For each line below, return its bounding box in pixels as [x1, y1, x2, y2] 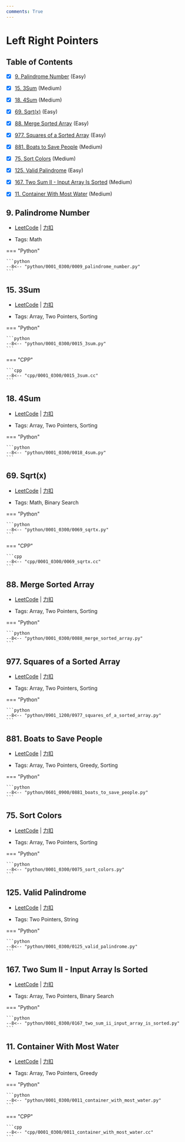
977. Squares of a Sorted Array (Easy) [14, 132, 106, 139]
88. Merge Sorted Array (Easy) [14, 120, 89, 127]
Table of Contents [6, 57, 73, 68]
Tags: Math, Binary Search [14, 498, 79, 506]
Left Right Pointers [6, 33, 99, 47]
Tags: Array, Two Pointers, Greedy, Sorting [14, 762, 119, 769]
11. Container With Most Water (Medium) [14, 190, 113, 197]
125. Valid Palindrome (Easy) [14, 167, 83, 174]
